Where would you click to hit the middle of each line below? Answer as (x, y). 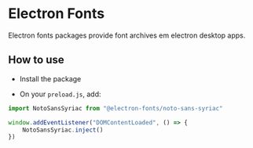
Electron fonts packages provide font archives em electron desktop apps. (127, 35)
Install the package (50, 78)
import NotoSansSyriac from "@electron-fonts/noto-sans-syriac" (115, 108)
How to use (36, 60)
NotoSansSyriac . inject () (63, 130)
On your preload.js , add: (60, 94)
